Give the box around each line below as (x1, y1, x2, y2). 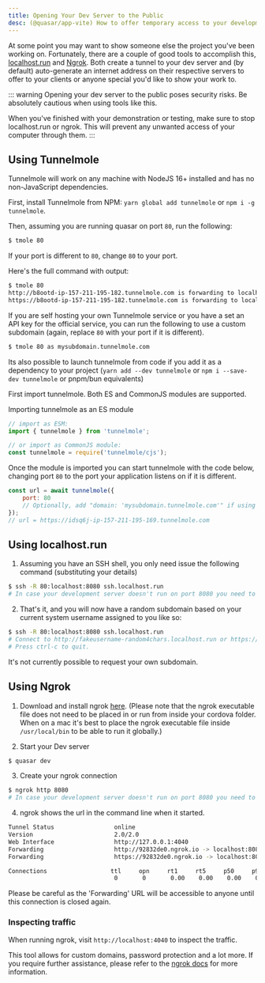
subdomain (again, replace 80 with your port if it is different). (8, 327, 205, 337)
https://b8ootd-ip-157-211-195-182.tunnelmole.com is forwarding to (8, 296, 238, 304)
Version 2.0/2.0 (8, 831, 140, 839)
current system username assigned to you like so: (19, 613, 182, 622)
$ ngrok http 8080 (8, 786, 69, 795)
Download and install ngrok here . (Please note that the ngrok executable (19, 701, 255, 710)
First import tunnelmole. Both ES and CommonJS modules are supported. (8, 389, 247, 399)
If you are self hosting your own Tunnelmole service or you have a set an (8, 310, 244, 320)
